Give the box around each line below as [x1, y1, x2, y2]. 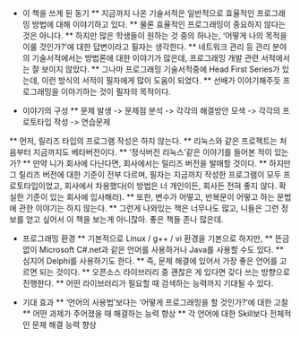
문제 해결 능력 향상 [31, 319, 97, 330]
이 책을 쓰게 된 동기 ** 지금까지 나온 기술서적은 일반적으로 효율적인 [21, 8, 255, 18]
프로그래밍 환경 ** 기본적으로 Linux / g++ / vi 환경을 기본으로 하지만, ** [21, 233, 273, 244]
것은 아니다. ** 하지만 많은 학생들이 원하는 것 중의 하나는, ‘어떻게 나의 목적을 [21, 30, 288, 40]
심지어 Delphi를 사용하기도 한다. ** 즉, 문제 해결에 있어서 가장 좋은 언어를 [21, 256, 278, 266]
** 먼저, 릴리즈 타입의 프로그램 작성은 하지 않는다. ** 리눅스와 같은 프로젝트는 [9, 135, 278, 146]
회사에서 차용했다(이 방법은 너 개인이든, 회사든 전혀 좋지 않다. [64, 180, 278, 191]
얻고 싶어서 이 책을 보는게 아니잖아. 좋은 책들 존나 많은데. [25, 214, 224, 224]
